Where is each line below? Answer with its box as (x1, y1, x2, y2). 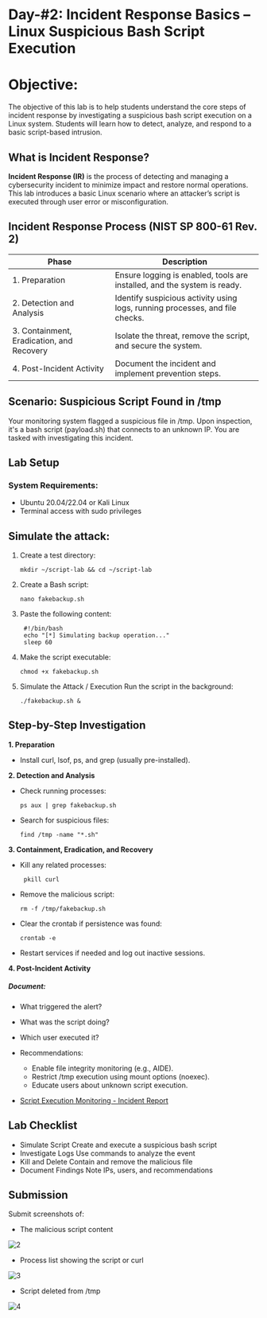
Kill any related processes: (19, 860, 107, 869)
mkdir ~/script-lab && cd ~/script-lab (19, 566, 153, 574)
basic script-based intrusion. (8, 127, 103, 137)
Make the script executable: (19, 652, 111, 662)
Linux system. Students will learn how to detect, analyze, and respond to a (8, 119, 252, 129)
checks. (114, 312, 145, 323)
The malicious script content (19, 1225, 114, 1234)
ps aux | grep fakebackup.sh (19, 801, 117, 809)
